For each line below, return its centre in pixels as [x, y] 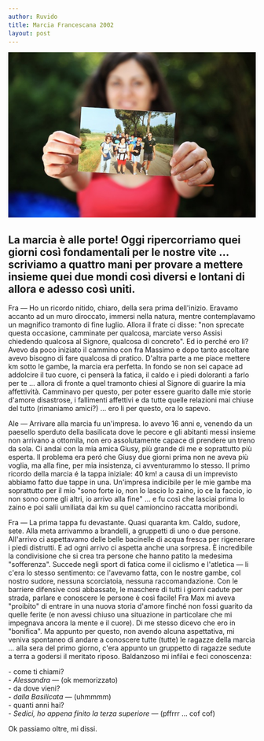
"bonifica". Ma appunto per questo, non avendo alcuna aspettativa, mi [121, 632]
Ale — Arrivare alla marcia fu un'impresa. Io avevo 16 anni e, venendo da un [130, 424]
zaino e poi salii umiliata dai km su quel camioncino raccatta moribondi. [124, 507]
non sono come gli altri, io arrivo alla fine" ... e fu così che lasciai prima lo [126, 499]
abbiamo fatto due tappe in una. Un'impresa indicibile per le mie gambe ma [130, 482]
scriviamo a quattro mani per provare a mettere [126, 264]
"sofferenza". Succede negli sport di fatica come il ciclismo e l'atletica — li [128, 565]
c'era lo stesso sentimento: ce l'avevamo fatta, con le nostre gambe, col [125, 573]
